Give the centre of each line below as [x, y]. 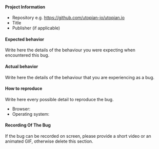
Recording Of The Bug [28, 125]
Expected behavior [25, 39]
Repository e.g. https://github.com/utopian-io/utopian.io [68, 18]
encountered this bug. [27, 55]
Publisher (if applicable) [36, 28]
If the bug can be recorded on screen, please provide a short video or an [78, 136]
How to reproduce [24, 88]
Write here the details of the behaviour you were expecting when [70, 50]
